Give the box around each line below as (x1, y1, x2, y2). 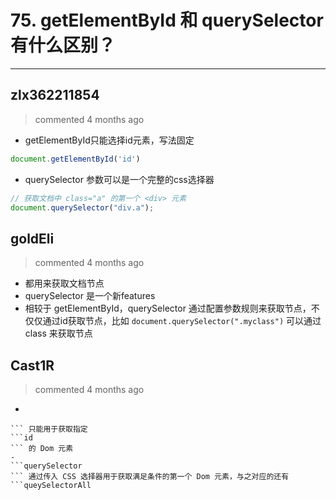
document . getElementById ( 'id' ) (10, 154, 141, 164)
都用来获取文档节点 (24, 277, 105, 290)
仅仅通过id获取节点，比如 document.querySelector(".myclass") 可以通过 (24, 315, 322, 327)
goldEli (10, 230, 55, 247)
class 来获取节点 (24, 327, 93, 340)
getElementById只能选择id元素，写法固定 (24, 134, 195, 146)
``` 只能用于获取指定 (10, 424, 88, 434)
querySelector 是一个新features (24, 290, 156, 302)
